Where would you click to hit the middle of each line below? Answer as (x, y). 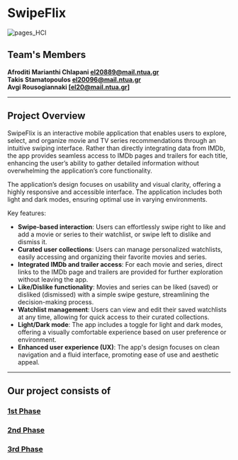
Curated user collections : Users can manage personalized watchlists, (120, 249)
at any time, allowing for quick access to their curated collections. (113, 317)
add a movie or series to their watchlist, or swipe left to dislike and (114, 234)
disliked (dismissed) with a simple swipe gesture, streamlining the (113, 294)
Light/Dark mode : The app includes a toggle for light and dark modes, (120, 324)
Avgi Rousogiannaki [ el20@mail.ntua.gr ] (69, 87)
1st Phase (24, 410)
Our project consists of (59, 391)
